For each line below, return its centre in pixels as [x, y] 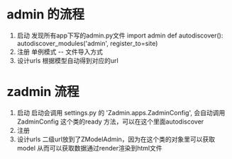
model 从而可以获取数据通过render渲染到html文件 [89, 148]
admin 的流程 [46, 14]
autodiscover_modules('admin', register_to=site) [87, 43]
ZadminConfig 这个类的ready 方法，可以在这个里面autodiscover [110, 122]
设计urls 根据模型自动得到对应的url [67, 60]
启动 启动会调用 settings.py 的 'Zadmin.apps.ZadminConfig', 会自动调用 [121, 112]
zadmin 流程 [43, 92]
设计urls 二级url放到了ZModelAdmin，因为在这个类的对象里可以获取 [116, 139]
